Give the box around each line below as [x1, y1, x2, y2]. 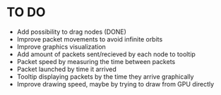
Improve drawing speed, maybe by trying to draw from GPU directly [16, 80, 215, 88]
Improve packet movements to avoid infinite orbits [16, 34, 163, 43]
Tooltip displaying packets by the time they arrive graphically [16, 72, 194, 81]
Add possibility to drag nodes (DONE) [16, 27, 126, 36]
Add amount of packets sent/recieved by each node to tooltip [16, 50, 196, 58]
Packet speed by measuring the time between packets [16, 57, 176, 65]
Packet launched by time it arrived [16, 65, 117, 73]
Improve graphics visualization [16, 42, 107, 51]
